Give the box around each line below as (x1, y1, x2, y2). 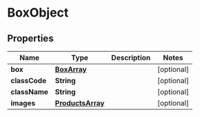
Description (111, 53, 151, 62)
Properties (7, 33, 54, 44)
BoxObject (7, 5, 69, 21)
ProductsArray (55, 98, 105, 108)
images (10, 98, 36, 108)
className (10, 87, 48, 96)
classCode (10, 76, 47, 85)
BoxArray (55, 64, 87, 74)
